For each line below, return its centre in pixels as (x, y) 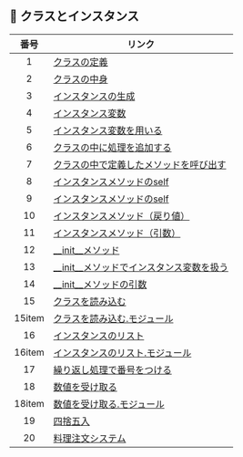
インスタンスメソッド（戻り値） (121, 215)
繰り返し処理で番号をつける (113, 369)
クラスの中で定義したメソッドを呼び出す (140, 164)
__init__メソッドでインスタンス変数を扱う (141, 267)
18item (30, 403)
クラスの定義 (81, 62)
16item (30, 352)
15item (30, 317)
